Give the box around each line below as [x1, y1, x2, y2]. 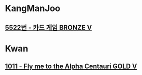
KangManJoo [5, 3, 61, 14]
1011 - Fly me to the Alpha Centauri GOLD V [5, 62, 137, 71]
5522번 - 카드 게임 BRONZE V [5, 23, 92, 31]
